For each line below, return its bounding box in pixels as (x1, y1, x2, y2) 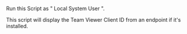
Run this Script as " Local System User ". (6, 5, 105, 12)
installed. (6, 23, 28, 29)
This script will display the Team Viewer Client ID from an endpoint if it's (6, 16, 181, 23)
